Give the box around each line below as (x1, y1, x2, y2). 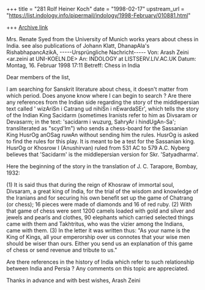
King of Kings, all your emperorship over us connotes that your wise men (6, 233, 190, 240)
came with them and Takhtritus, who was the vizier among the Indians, (6, 221, 185, 227)
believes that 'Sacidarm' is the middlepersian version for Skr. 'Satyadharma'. (6, 151, 199, 158)
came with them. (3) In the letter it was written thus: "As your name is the (6, 227, 190, 234)
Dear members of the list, (6, 74, 70, 80)
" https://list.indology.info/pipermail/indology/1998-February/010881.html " (6, 12, 191, 19)
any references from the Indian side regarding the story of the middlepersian (6, 98, 199, 106)
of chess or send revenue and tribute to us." (6, 246, 117, 254)
